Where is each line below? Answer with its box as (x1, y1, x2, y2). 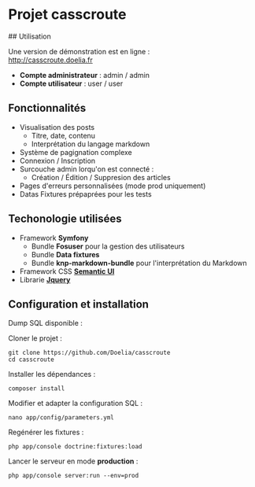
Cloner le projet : (8, 334, 63, 343)
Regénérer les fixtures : (8, 427, 84, 437)
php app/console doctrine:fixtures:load (8, 443, 143, 451)
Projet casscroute (8, 6, 128, 24)
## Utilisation (8, 31, 51, 41)
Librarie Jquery (19, 275, 71, 284)
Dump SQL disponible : (8, 319, 83, 328)
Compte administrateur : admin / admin (19, 70, 150, 79)
